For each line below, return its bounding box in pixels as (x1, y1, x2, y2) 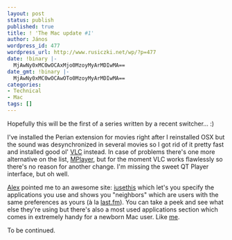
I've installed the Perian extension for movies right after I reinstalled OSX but (7, 132, 225, 141)
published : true (7, 23, 54, 30)
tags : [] (7, 101, 33, 108)
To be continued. (7, 226, 55, 234)
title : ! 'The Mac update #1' (7, 29, 95, 37)
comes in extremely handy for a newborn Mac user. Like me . (7, 212, 180, 221)
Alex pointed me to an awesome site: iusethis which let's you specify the (7, 183, 215, 191)
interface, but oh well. (7, 169, 69, 178)
